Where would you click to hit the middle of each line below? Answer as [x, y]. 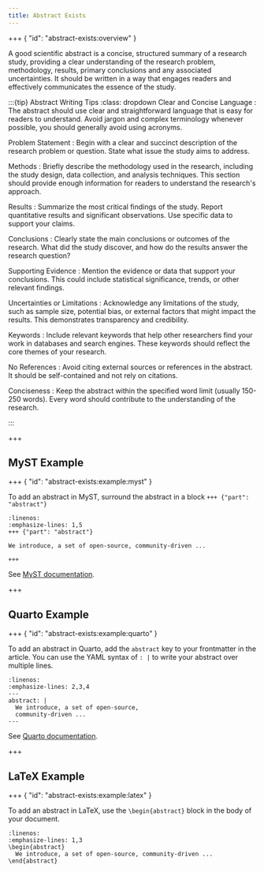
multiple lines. [31, 666]
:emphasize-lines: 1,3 [45, 840]
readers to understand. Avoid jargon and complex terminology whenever [126, 118]
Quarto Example [48, 614]
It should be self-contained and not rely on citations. [93, 375]
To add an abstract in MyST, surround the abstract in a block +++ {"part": [129, 497]
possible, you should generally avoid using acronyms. [95, 127]
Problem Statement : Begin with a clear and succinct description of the [123, 142]
